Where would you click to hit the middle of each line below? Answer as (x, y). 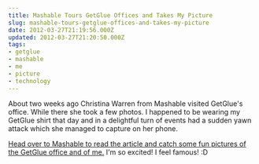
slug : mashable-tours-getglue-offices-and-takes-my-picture (109, 23)
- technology (30, 81)
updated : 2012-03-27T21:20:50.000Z (67, 37)
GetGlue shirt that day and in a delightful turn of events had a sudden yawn (130, 120)
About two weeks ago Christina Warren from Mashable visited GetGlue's (126, 104)
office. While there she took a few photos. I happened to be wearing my (124, 111)
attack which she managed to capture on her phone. (93, 128)
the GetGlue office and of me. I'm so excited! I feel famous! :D (108, 152)
